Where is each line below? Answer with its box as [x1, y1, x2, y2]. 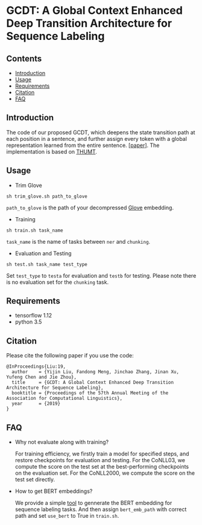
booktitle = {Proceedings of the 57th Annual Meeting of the [11, 390, 169, 396]
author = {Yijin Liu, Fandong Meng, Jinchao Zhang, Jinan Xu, [11, 369, 180, 375]
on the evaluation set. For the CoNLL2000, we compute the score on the [14, 469, 195, 477]
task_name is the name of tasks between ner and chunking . [6, 238, 151, 245]
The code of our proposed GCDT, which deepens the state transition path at [6, 128, 195, 136]
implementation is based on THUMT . [6, 148, 98, 155]
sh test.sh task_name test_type [6, 261, 87, 267]
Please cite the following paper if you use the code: [6, 352, 134, 359]
